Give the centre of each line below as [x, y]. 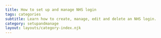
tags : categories [23, 14]
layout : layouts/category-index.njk [43, 28]
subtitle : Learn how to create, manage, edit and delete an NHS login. [81, 19]
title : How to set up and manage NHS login [51, 10]
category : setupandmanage [32, 23]
